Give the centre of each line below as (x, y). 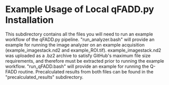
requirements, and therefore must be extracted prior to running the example (85, 61)
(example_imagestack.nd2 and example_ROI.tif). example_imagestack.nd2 (83, 50)
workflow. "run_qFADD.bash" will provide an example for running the (77, 66)
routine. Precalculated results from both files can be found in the (86, 71)
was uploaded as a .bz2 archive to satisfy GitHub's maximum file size (78, 55)
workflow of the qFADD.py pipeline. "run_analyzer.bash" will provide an (80, 39)
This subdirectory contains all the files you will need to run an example (79, 34)
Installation (30, 20)
